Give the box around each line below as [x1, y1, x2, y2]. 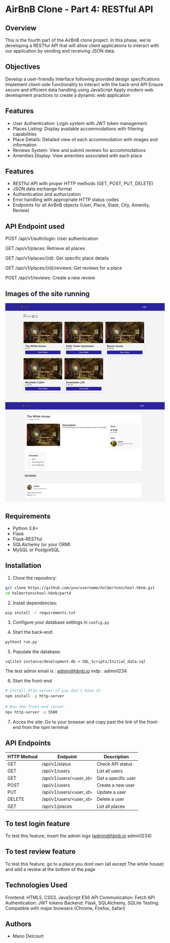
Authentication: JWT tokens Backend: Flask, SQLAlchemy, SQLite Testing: [5, 899, 159, 906]
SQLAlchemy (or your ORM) [12, 541, 71, 547]
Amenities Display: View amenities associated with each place [12, 152, 143, 158]
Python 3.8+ [12, 525, 39, 531]
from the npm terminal [22, 724, 68, 730]
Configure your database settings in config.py [12, 619, 110, 626]
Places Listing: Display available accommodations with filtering [12, 126, 144, 132]
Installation [5, 561, 41, 570]
